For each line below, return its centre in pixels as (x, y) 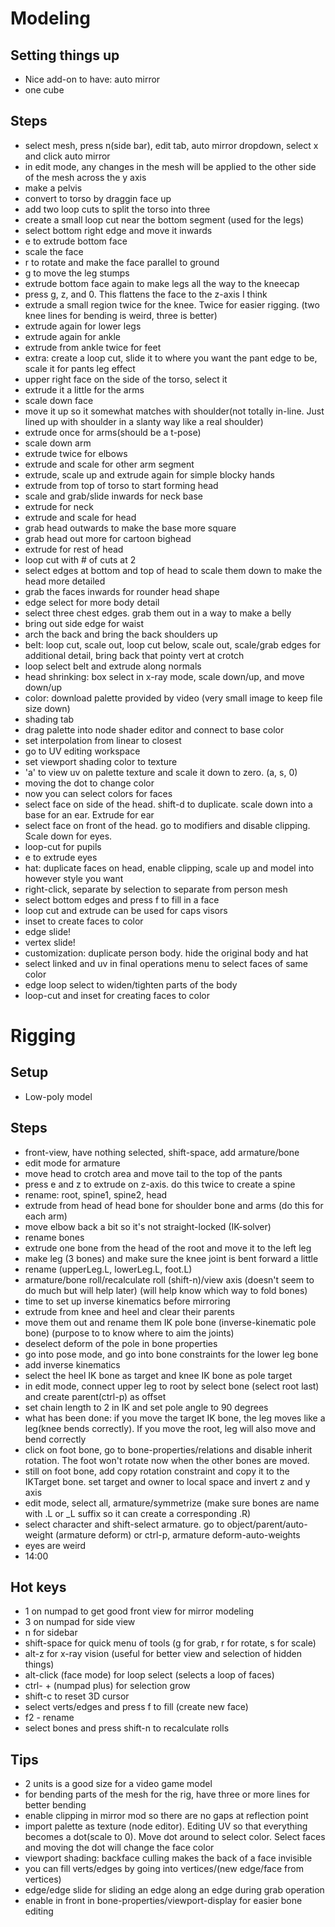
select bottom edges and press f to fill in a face (122, 899)
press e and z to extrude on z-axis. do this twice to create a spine (160, 1184)
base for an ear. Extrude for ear (89, 814)
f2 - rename (49, 1718)
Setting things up (65, 55)
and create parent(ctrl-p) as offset (95, 1396)
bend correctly (55, 1439)
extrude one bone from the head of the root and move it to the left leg (168, 1248)
